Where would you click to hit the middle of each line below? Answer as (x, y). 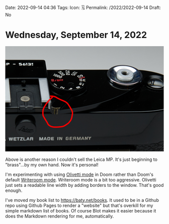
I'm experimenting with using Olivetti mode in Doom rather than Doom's (79, 174)
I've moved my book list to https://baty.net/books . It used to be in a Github (82, 200)
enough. (14, 190)
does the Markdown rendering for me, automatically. (60, 216)
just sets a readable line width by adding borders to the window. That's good (84, 185)
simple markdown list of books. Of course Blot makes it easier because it (81, 210)
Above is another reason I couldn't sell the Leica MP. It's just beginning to (81, 159)
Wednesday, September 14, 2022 (76, 35)
